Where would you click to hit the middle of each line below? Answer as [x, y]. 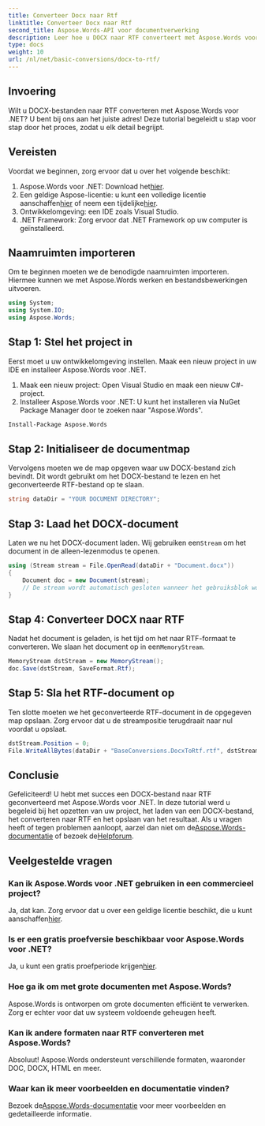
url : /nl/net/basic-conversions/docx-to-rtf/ [84, 60]
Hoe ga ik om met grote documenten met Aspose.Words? [120, 986]
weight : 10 [26, 52]
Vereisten [32, 152]
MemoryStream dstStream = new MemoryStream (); [86, 662]
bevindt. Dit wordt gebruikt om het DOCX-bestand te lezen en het [114, 476]
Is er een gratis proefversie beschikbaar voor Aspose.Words [126, 939]
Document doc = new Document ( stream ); [86, 580]
